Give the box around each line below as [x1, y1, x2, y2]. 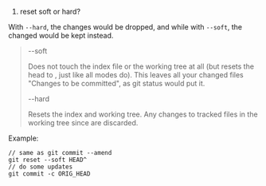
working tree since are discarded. [27, 118, 139, 127]
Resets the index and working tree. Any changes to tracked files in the [27, 109, 258, 119]
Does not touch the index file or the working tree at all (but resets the [27, 61, 255, 71]
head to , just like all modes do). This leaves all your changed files [27, 70, 244, 79]
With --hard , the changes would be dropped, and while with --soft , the [8, 22, 243, 31]
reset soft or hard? [19, 7, 81, 16]
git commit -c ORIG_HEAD [8, 170, 91, 178]
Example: [8, 133, 39, 143]
